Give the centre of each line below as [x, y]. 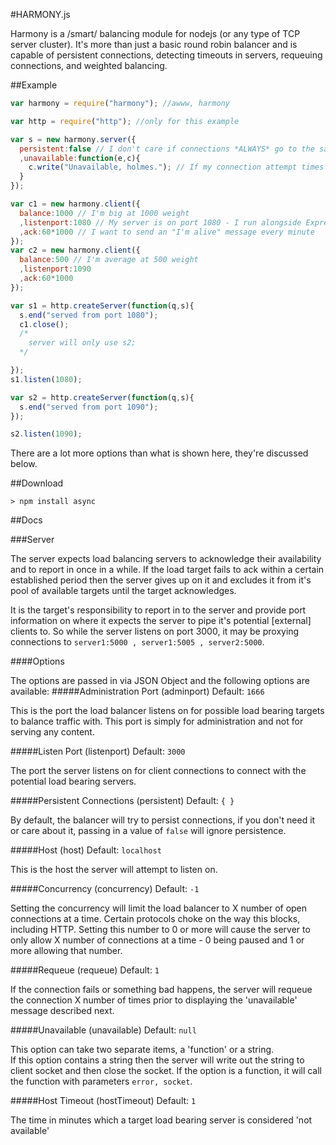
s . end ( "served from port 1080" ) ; [89, 315]
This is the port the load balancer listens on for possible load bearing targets [167, 711]
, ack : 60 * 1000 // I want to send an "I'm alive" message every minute [167, 232]
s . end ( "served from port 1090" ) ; [89, 407]
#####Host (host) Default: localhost [86, 850]
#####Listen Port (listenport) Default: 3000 [98, 751]
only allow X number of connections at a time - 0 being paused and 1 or [157, 940]
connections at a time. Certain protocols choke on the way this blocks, [155, 919]
